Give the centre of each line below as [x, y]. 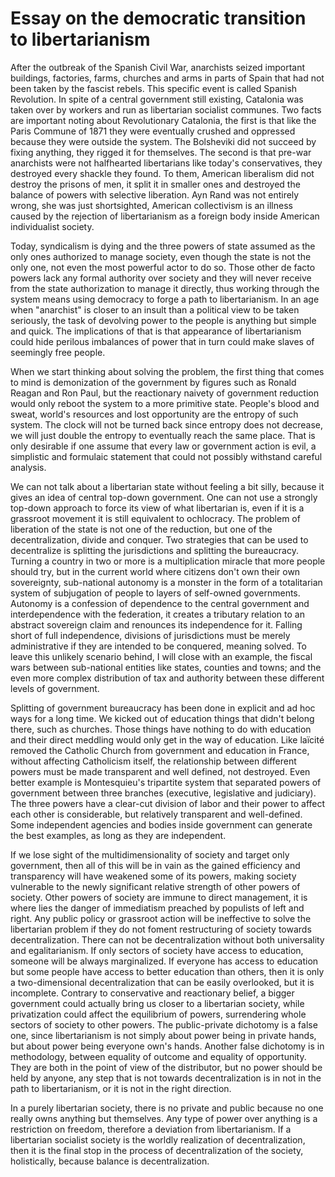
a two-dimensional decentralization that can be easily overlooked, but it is [162, 982]
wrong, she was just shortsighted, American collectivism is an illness [151, 205]
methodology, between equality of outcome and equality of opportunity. [158, 1056]
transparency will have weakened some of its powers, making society [153, 876]
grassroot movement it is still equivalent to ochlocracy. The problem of [155, 518]
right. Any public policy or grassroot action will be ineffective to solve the [161, 918]
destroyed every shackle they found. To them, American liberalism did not [162, 173]
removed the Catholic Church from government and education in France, [160, 750]
